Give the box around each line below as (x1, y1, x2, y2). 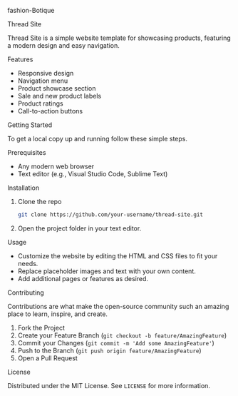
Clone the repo (17, 198, 62, 205)
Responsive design (17, 69, 74, 77)
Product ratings (17, 99, 63, 108)
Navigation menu (17, 76, 68, 85)
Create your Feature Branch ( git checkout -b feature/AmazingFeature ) (17, 331, 227, 340)
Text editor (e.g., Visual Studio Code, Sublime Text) (17, 170, 168, 178)
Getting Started (7, 121, 53, 129)
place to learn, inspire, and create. (7, 310, 108, 318)
